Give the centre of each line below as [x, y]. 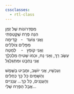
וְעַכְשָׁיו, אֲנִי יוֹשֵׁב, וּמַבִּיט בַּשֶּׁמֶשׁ [33, 70]
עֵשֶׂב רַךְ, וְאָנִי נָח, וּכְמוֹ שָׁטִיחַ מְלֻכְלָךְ [37, 55]
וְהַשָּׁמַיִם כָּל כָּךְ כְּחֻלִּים [24, 75]
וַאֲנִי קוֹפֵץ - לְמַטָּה [24, 50]
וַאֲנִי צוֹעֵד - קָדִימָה [24, 39]
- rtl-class [22, 14]
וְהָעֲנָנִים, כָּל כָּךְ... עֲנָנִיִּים [27, 81]
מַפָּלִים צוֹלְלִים [18, 44]
